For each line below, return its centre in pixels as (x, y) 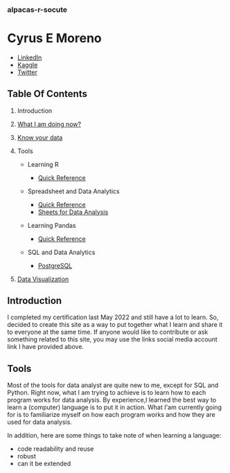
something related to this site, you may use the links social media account (113, 339)
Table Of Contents (47, 94)
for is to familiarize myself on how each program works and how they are (112, 415)
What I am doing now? (49, 124)
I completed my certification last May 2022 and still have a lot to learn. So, (113, 317)
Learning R (43, 164)
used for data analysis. (40, 422)
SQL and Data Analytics (61, 252)
